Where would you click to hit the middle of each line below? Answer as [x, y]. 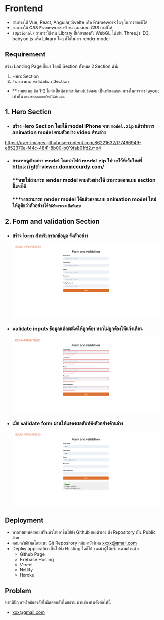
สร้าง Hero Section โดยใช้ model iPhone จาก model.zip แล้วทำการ [83, 126]
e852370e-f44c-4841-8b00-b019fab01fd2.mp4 [53, 148]
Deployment [24, 520]
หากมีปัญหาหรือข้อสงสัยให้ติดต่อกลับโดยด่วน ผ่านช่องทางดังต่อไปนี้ [58, 602]
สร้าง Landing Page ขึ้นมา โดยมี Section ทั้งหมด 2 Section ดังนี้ [62, 66]
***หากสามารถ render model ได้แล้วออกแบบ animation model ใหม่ [84, 199]
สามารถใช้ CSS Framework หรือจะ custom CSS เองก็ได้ [62, 27]
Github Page [32, 554]
